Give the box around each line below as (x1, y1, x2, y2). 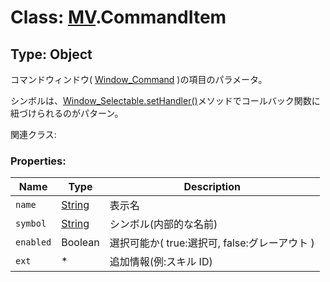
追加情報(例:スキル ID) (109, 255, 213, 269)
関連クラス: (10, 129, 57, 140)
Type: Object (10, 46, 93, 63)
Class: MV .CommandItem (10, 6, 227, 29)
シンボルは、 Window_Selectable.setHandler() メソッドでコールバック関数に (10, 95, 321, 106)
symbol (15, 218, 47, 230)
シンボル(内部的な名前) (109, 217, 218, 231)
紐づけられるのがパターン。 (10, 107, 124, 119)
